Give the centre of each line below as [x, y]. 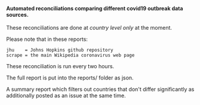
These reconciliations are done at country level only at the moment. [89, 28]
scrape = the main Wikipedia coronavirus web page [70, 55]
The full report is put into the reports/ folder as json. [70, 78]
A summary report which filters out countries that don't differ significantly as [100, 90]
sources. [17, 14]
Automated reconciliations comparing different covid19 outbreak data [95, 8]
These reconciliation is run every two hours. [60, 66]
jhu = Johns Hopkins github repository [60, 50]
